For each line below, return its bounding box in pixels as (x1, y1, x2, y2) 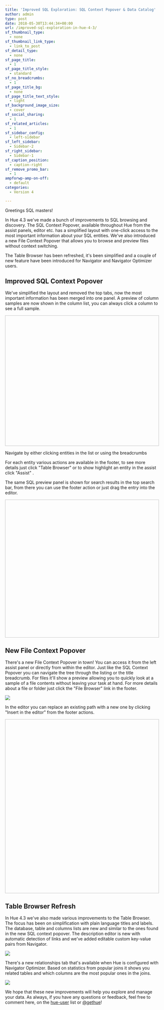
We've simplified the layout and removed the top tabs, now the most (5, 290, 142, 296)
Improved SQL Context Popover (5, 277, 103, 285)
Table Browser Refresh (5, 902, 76, 910)
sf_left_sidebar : (5, 139, 41, 145)
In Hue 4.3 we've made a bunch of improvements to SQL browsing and (5, 217, 147, 223)
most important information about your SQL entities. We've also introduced (5, 233, 156, 238)
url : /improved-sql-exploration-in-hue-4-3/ (5, 26, 97, 30)
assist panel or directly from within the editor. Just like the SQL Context (5, 665, 148, 671)
